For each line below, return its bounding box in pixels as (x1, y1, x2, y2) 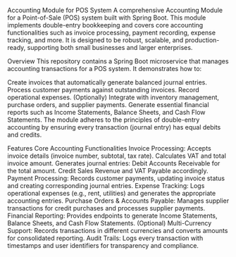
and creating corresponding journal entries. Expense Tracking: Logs (7, 182, 205, 189)
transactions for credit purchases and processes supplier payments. (7, 204, 206, 212)
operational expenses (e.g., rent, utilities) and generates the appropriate (7, 189, 216, 197)
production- (185, 36, 220, 44)
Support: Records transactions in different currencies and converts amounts (7, 227, 228, 234)
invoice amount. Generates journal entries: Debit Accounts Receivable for (7, 159, 221, 168)
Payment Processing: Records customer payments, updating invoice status (7, 174, 225, 182)
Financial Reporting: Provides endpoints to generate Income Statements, (7, 211, 218, 220)
